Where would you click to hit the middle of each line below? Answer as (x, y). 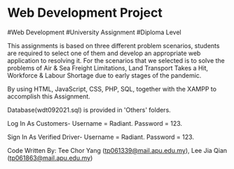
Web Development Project (85, 13)
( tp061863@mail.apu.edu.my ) (50, 158)
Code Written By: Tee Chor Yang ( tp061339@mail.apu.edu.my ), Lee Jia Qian (117, 150)
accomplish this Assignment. (49, 96)
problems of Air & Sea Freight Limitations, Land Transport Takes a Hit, (108, 68)
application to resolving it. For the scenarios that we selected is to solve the (116, 60)
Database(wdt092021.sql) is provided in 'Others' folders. (89, 110)
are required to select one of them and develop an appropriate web (104, 53)
